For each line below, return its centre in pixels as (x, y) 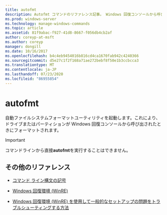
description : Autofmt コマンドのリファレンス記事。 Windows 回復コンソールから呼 (83, 14)
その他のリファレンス (38, 167)
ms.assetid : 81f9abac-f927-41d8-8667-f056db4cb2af (59, 33)
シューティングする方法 (45, 207)
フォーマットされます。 (38, 130)
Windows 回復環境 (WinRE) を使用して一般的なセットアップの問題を (82, 201)
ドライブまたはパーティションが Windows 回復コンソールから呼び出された (81, 124)
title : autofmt (21, 10)
